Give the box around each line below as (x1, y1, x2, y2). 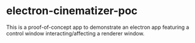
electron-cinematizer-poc (6, 4, 138, 18)
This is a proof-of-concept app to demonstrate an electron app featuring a (6, 24, 190, 31)
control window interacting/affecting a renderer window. (6, 29, 145, 37)
